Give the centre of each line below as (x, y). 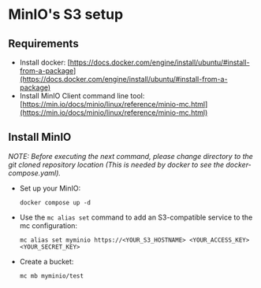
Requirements (43, 44)
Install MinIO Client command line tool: (82, 96)
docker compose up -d (55, 202)
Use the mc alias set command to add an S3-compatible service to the (136, 217)
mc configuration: (48, 225)
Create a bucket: (47, 261)
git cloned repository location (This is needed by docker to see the (116, 164)
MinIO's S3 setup (66, 15)
